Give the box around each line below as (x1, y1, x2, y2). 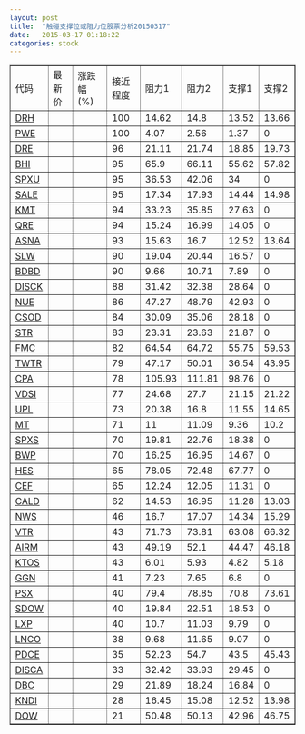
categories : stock (9, 38, 79, 48)
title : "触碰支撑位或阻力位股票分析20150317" (9, 22, 171, 31)
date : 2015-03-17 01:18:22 (9, 30, 120, 39)
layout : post (9, 13, 59, 23)
